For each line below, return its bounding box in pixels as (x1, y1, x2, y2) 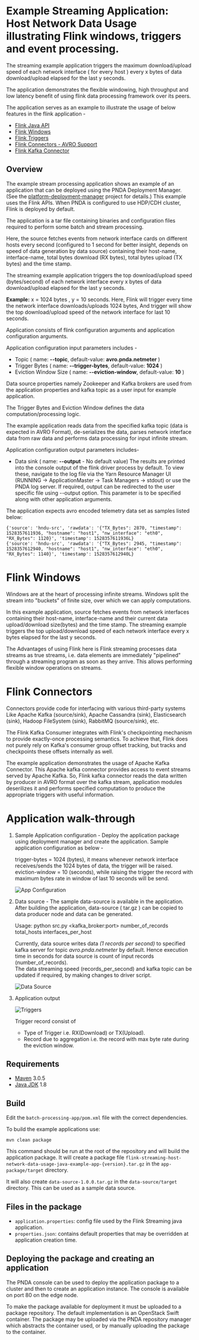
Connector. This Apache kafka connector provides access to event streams (6, 766, 191, 773)
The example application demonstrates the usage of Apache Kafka (6, 759, 170, 766)
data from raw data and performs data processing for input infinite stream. (6, 435, 188, 442)
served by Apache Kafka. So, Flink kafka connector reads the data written (6, 772, 187, 779)
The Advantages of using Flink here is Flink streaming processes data (6, 645, 177, 652)
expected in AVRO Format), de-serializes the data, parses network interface (6, 428, 192, 435)
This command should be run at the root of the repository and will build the (6, 1148, 189, 1155)
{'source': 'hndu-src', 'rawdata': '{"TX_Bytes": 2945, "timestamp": (6, 541, 182, 546)
